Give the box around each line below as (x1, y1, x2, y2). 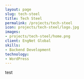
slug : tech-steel (5, 12, 40, 16)
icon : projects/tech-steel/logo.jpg (5, 25, 79, 30)
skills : (5, 43, 21, 48)
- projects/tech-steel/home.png (5, 34, 70, 39)
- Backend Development (5, 47, 51, 52)
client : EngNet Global (5, 39, 51, 43)
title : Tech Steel (5, 16, 42, 21)
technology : (5, 52, 29, 57)
